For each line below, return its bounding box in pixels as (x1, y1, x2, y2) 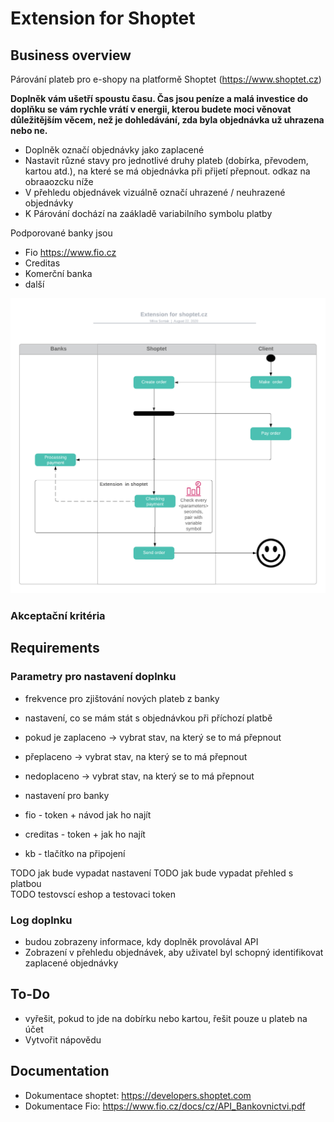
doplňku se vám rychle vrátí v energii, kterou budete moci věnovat (10, 103, 292, 115)
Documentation (10, 1063, 110, 1080)
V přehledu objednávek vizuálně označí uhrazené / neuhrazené (24, 187, 286, 198)
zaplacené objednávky (24, 957, 119, 969)
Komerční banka (24, 268, 93, 279)
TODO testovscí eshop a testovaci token (10, 888, 176, 900)
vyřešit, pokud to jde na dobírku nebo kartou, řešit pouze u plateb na (24, 1012, 308, 1024)
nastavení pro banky (24, 789, 110, 801)
